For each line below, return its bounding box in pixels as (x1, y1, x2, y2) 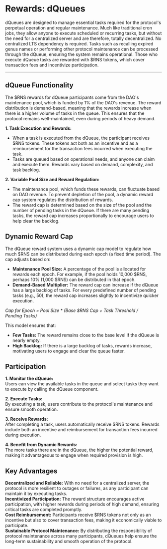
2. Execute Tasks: (5, 396, 43, 402)
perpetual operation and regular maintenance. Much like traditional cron (5, 24, 153, 30)
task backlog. (12, 167, 40, 173)
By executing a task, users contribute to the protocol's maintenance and (5, 401, 153, 407)
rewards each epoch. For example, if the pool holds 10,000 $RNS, (12, 271, 147, 277)
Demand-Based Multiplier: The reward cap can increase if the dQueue (12, 281, 159, 287)
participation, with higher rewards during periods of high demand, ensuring (5, 501, 160, 507)
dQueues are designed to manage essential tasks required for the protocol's (5, 19, 162, 25)
